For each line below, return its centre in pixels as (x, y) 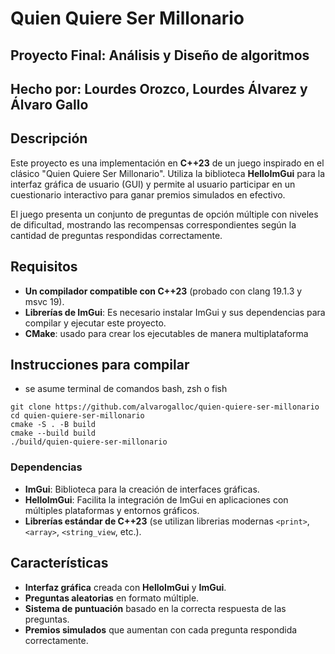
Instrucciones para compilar (100, 364)
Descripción (49, 138)
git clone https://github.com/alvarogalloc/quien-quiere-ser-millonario (165, 407)
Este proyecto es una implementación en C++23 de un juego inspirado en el (167, 163)
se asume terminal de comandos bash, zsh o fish (126, 389)
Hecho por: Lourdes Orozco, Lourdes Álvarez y (159, 88)
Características (59, 563)
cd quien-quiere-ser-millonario (77, 416)
